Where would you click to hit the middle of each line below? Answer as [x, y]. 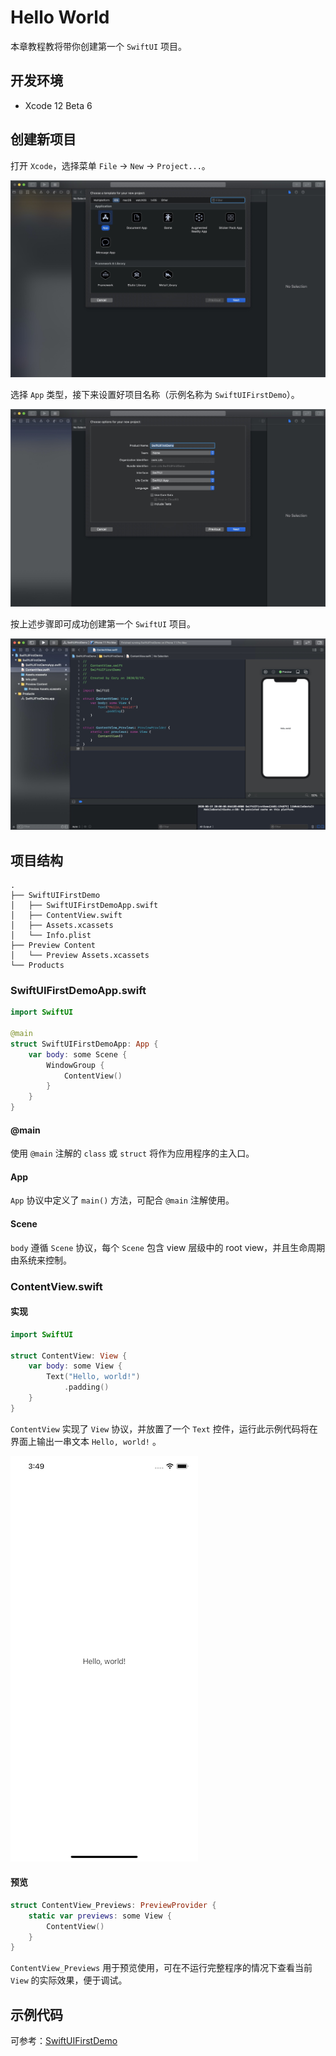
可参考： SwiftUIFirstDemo [64, 2041]
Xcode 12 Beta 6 [58, 105]
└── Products [37, 965]
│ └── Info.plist [51, 935]
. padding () [86, 1387]
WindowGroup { [75, 1065]
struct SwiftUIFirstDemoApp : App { [84, 1044]
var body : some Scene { [78, 1054]
